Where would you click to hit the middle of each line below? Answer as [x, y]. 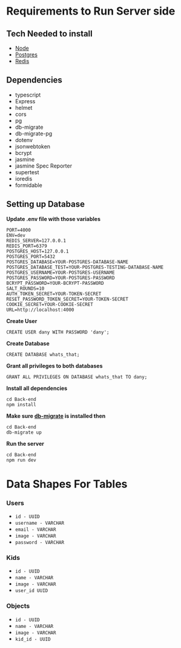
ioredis [24, 179]
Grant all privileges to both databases [54, 366]
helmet [24, 107]
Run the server [25, 443]
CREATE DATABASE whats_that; [43, 354]
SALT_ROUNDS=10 [25, 288]
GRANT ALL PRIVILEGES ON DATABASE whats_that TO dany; [77, 377]
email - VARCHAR [35, 530]
